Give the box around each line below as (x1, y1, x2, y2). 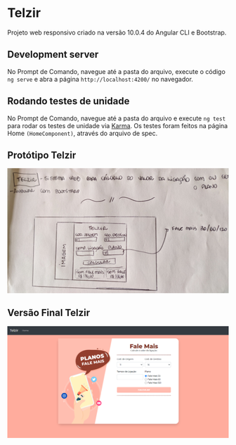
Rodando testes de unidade (7, 95, 130, 107)
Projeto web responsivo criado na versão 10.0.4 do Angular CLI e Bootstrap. (7, 28, 227, 37)
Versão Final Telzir (7, 307, 91, 319)
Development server (7, 49, 99, 61)
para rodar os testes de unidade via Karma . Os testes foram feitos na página (7, 121, 228, 130)
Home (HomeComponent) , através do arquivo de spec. (7, 129, 158, 137)
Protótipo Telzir (7, 149, 77, 161)
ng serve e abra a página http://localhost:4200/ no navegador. (7, 75, 193, 83)
